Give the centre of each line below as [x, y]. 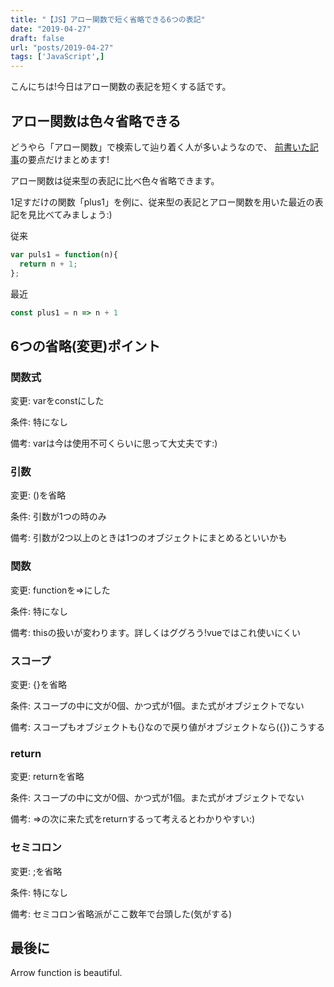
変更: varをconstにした [57, 401]
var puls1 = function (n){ [64, 254]
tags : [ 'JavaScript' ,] [57, 57]
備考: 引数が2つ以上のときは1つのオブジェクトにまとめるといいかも [149, 538]
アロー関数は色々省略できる [96, 121]
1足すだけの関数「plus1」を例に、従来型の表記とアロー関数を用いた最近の [162, 202]
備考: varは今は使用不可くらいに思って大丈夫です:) [114, 443]
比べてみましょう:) [74, 214]
